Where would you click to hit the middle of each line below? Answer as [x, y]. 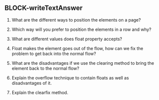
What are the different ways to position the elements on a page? [76, 20]
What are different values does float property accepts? [67, 39]
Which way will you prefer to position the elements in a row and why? [81, 29]
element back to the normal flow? [45, 68]
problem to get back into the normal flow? [54, 53]
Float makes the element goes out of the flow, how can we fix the [77, 48]
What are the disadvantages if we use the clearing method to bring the [83, 63]
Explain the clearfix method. [40, 92]
